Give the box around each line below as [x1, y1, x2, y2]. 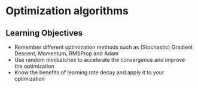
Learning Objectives [5, 28, 83, 38]
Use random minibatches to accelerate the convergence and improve [14, 56, 185, 63]
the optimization [14, 62, 54, 70]
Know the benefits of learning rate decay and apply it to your [14, 69, 165, 76]
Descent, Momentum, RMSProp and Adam [14, 50, 119, 57]
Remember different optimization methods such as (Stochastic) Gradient [14, 43, 193, 51]
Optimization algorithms [5, 4, 129, 18]
